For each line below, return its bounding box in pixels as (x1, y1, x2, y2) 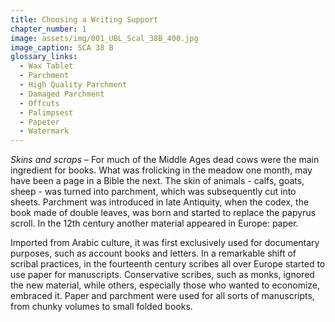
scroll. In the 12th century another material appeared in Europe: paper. (10, 217, 299, 230)
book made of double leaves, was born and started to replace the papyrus (10, 207, 317, 219)
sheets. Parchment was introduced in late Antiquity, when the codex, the (10, 196, 310, 208)
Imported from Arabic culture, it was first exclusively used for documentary (10, 237, 320, 249)
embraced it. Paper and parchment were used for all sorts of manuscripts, (10, 290, 315, 302)
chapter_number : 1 (10, 24, 87, 34)
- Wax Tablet (19, 61, 74, 71)
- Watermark (19, 126, 70, 136)
